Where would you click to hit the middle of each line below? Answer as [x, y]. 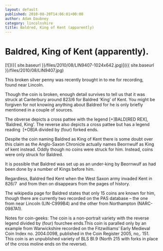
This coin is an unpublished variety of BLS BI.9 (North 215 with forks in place [81, 239]
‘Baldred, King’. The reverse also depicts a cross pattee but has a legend [77, 125]
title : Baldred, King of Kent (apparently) [50, 28]
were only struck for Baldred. [34, 155]
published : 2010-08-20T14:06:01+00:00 [44, 14]
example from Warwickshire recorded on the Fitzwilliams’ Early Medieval [78, 229]
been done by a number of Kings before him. [50, 169]
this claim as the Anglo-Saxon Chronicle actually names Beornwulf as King [80, 144]
